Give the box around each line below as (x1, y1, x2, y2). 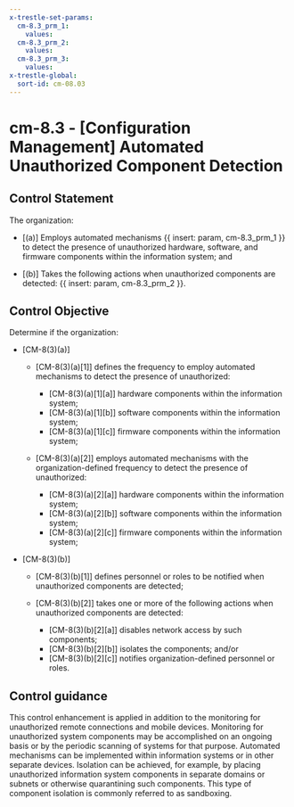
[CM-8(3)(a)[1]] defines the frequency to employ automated (35, 362, 256, 373)
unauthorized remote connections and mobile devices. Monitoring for (9, 721, 264, 732)
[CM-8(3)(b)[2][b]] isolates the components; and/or (48, 644, 239, 655)
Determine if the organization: (9, 327, 118, 338)
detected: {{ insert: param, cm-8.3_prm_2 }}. (21, 277, 186, 288)
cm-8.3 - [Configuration (9, 118, 192, 138)
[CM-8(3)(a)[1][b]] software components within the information (48, 408, 281, 418)
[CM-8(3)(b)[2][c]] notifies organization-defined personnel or (48, 653, 275, 664)
